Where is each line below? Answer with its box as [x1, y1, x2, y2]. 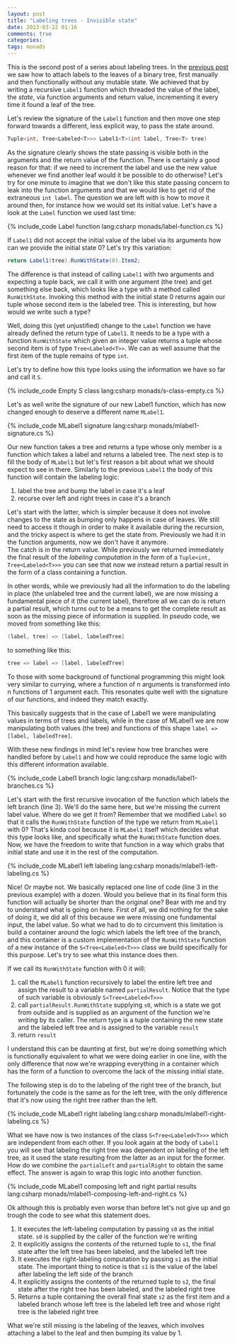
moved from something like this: [7, 619, 101, 628]
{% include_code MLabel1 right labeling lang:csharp [7, 1109, 158, 1118]
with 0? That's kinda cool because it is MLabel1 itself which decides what [7, 825, 219, 833]
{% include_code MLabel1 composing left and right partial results [7, 1182, 197, 1190]
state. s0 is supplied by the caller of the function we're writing [17, 1232, 198, 1241]
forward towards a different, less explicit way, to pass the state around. [7, 122, 214, 130]
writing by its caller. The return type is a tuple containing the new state [17, 1015, 224, 1024]
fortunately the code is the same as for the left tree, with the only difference [7, 1088, 228, 1097]
